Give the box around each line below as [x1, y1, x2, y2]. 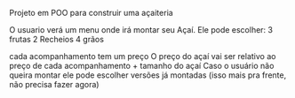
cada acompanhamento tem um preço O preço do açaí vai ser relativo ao [9, 51, 276, 61]
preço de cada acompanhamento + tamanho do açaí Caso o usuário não [9, 61, 275, 71]
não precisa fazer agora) [9, 79, 100, 89]
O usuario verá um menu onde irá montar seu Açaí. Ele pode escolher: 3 [9, 25, 274, 34]
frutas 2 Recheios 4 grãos [9, 34, 105, 44]
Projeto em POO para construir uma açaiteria [9, 8, 173, 18]
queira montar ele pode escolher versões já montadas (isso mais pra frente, [9, 70, 287, 80]
